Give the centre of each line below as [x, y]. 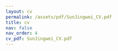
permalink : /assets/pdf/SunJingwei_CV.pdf [59, 17]
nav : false [19, 28]
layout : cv [19, 11]
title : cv [18, 22]
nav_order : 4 [22, 33]
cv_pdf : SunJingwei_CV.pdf [39, 39]
